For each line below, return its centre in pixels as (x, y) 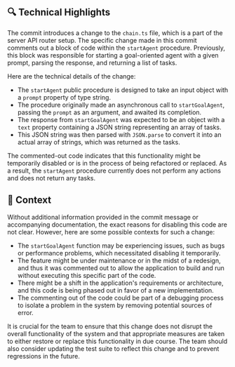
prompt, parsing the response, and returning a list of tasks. (92, 62)
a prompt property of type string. (64, 97)
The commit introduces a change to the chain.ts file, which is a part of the (115, 33)
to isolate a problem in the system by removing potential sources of (115, 305)
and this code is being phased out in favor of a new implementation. (115, 290)
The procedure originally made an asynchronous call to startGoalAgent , (121, 105)
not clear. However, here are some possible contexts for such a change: (111, 232)
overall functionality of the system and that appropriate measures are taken (116, 333)
